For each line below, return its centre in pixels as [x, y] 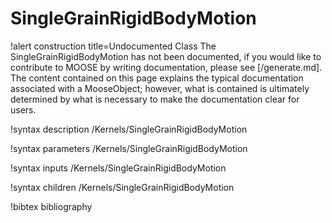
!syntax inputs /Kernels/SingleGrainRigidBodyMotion [118, 168]
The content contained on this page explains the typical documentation [157, 78]
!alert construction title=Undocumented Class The [113, 46]
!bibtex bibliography [51, 206]
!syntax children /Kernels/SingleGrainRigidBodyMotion [122, 187]
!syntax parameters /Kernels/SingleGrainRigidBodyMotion [129, 148]
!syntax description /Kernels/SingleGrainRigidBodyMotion [129, 129]
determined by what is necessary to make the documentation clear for [155, 99]
